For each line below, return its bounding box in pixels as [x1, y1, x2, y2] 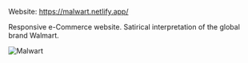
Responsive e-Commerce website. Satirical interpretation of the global [8, 22, 240, 31]
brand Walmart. [8, 31, 60, 40]
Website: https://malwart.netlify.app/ [8, 7, 129, 16]
